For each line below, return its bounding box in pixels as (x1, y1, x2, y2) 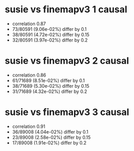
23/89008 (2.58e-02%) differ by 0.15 (12, 134, 91, 140)
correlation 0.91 (12, 123, 46, 129)
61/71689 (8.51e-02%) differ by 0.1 (12, 77, 85, 83)
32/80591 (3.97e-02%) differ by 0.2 (12, 37, 88, 43)
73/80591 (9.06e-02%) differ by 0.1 (12, 26, 87, 32)
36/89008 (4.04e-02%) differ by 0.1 (12, 128, 88, 135)
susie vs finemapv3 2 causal (5, 55, 129, 67)
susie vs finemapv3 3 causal (5, 106, 129, 118)
